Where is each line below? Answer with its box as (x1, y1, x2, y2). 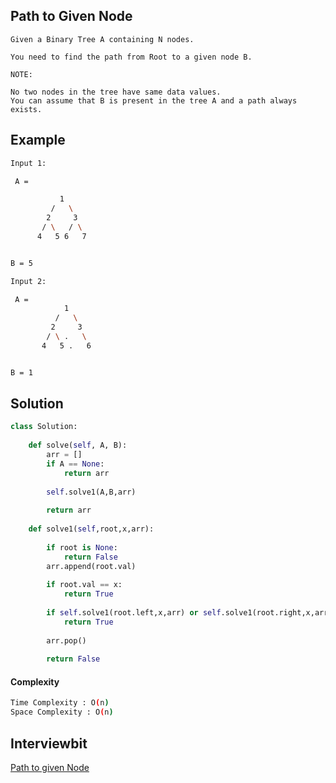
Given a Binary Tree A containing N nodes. (10, 34, 195, 44)
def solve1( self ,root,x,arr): (28, 524, 155, 534)
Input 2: (10, 276, 47, 286)
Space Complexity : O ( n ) (10, 707, 114, 718)
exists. (10, 104, 43, 114)
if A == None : (46, 459, 105, 469)
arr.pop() (46, 635, 87, 646)
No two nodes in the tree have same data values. (10, 87, 222, 97)
